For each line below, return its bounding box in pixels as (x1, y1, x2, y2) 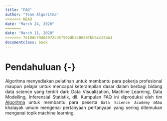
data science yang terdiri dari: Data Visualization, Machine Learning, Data (5, 88, 163, 94)
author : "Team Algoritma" (5, 12, 59, 17)
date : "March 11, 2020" (5, 30, 55, 35)
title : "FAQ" (5, 7, 32, 12)
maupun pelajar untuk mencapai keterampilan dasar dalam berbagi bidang (5, 83, 163, 89)
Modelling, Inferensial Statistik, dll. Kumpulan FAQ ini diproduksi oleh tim (5, 93, 163, 100)
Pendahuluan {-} (5, 61, 76, 72)
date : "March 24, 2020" (5, 21, 55, 26)
